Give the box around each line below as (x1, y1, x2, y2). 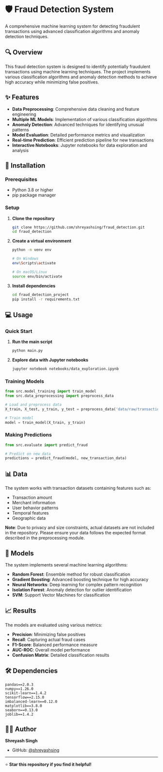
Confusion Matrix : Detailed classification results (12, 652, 110, 658)
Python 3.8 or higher (12, 187, 53, 193)
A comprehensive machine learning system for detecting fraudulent (5, 23, 140, 29)
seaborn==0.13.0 (5, 707, 38, 712)
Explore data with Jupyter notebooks (12, 357, 89, 362)
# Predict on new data (5, 451, 51, 456)
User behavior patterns (12, 505, 59, 511)
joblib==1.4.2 (5, 712, 34, 717)
